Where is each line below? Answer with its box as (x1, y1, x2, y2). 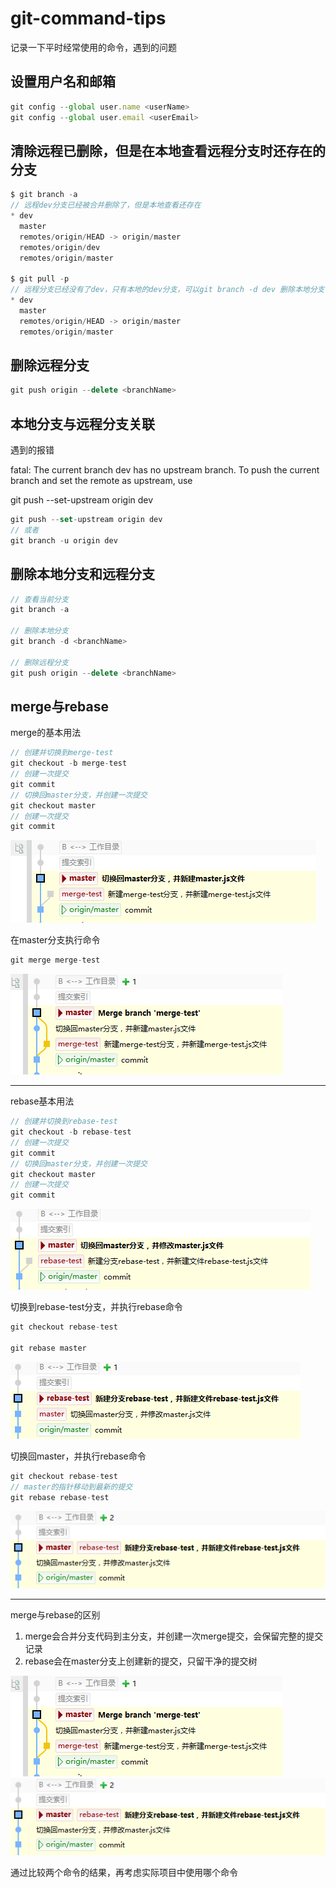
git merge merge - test (10, 955, 101, 966)
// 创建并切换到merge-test (10, 748, 114, 758)
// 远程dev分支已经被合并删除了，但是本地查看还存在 (10, 200, 202, 211)
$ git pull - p (10, 274, 70, 284)
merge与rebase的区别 (10, 1608, 101, 1621)
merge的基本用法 (10, 727, 82, 739)
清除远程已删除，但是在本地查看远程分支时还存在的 (10, 142, 326, 159)
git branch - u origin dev (10, 535, 118, 546)
